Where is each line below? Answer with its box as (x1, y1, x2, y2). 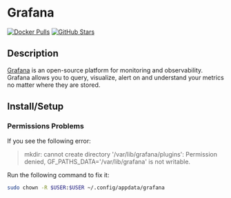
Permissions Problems (7, 121, 84, 131)
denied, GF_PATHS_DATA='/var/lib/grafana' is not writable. (23, 157, 191, 166)
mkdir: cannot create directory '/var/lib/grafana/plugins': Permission (23, 150, 218, 159)
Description (7, 48, 59, 59)
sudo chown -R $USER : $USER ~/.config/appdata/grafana (7, 184, 165, 191)
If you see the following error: (7, 137, 91, 146)
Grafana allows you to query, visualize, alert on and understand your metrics (7, 73, 224, 81)
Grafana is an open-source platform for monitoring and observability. (7, 66, 203, 74)
